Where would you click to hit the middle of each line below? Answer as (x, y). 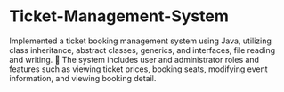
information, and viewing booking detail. (83, 78)
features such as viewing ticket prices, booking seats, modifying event (139, 69)
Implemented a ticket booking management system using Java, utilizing (140, 41)
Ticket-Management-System (119, 16)
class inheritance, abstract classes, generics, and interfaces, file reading (142, 50)
